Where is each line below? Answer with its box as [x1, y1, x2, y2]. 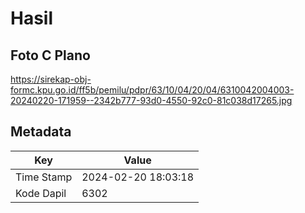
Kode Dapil [15, 186, 67, 200]
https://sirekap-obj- [10, 73, 92, 85]
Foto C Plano [10, 47, 91, 64]
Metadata [10, 123, 72, 141]
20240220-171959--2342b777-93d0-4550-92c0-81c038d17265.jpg [10, 95, 293, 106]
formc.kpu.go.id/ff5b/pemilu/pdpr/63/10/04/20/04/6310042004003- [10, 84, 295, 96]
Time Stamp [15, 170, 73, 184]
